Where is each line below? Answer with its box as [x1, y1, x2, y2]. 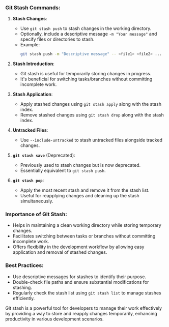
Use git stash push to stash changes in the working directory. [20, 25, 152, 32]
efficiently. [12, 295, 35, 301]
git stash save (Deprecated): [12, 152, 75, 159]
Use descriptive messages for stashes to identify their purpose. [12, 274, 147, 280]
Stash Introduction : [12, 61, 54, 67]
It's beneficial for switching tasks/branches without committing [20, 76, 153, 82]
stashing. [12, 284, 32, 290]
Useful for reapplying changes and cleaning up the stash [20, 193, 140, 199]
